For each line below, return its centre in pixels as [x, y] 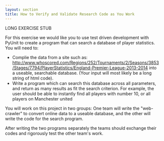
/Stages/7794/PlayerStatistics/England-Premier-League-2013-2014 [80, 68]
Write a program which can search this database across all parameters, [84, 83]
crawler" [14, 113]
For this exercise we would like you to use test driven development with [77, 38]
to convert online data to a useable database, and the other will [87, 113]
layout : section [22, 10]
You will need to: [22, 48]
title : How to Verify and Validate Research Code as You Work [70, 14]
